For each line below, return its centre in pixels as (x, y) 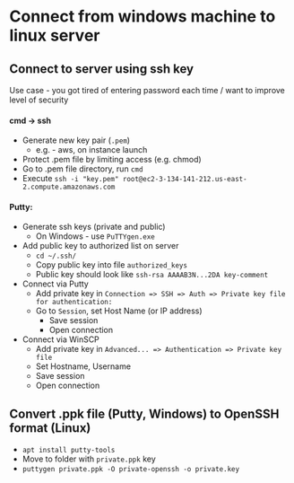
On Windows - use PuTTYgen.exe (95, 236)
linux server (55, 35)
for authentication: (74, 303)
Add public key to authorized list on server (100, 246)
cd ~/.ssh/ (56, 256)
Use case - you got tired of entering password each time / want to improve (147, 90)
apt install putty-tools (69, 451)
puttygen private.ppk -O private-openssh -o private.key (131, 470)
